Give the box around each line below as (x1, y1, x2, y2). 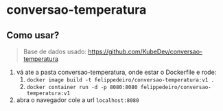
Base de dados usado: (23, 47, 87, 56)
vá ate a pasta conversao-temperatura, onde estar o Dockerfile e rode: (16, 68, 217, 76)
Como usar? (6, 29, 60, 41)
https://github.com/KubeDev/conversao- (88, 47, 203, 56)
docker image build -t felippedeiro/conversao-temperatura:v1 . (26, 77, 215, 84)
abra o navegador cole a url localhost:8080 (16, 96, 139, 104)
